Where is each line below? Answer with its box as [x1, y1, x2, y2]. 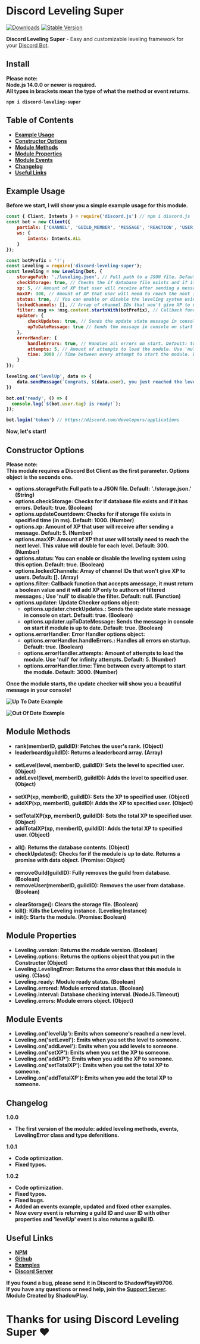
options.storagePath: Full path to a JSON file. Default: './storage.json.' [14, 485, 192, 492]
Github [14, 1255, 33, 1262]
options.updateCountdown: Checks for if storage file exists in [14, 510, 171, 517]
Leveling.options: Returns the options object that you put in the [14, 953, 175, 960]
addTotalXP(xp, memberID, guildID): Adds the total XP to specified [14, 825, 183, 832]
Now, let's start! [6, 428, 46, 435]
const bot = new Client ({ [6, 219, 70, 225]
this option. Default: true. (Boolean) [14, 561, 105, 568]
